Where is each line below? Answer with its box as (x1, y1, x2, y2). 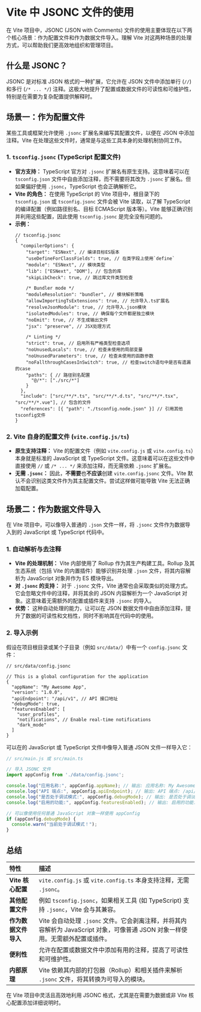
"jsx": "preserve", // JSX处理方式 (26, 323, 111, 329)
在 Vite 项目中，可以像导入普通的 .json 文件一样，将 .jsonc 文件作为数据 (6, 521, 185, 528)
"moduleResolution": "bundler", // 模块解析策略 (26, 292, 144, 298)
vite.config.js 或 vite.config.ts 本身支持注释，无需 (38, 876, 190, 884)
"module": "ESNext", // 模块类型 (26, 262, 106, 268)
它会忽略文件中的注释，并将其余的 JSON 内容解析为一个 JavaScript (14, 590, 181, 597)
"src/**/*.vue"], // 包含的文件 (14, 400, 92, 406)
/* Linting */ (26, 334, 61, 340)
